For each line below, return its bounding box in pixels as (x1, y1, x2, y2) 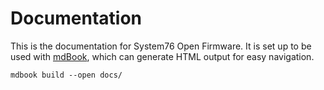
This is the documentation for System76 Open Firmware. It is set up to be (10, 40, 312, 52)
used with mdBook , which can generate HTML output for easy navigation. (10, 50, 315, 62)
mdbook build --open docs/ (10, 70, 123, 80)
